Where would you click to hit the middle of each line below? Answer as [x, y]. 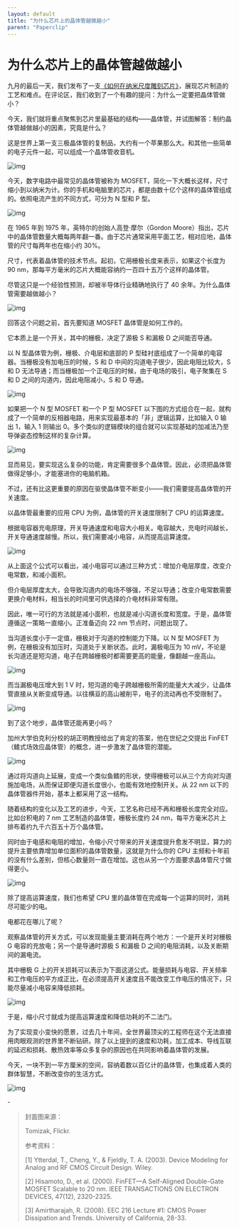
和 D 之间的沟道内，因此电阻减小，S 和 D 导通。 [78, 380]
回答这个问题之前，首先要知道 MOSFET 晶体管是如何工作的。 [97, 323]
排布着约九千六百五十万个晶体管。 [57, 827]
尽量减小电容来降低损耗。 [51, 988]
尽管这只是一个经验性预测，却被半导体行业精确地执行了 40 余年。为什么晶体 [119, 285]
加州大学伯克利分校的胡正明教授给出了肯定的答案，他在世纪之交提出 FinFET [118, 738]
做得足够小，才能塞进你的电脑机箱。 [60, 474]
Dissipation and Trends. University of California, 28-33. [106, 1218]
